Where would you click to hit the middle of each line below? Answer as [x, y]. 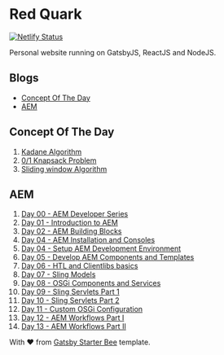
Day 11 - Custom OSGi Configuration [82, 309]
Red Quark [46, 14]
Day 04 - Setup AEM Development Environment [101, 248]
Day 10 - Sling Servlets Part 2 [70, 300]
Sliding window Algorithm [64, 169]
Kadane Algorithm [51, 151]
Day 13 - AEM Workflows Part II [74, 327]
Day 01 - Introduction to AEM [70, 223]
